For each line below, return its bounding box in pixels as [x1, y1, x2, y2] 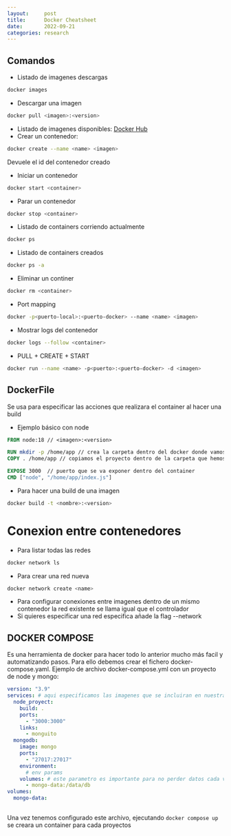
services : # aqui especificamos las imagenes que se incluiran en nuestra [7, 692, 226, 700]
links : [19, 724, 38, 731]
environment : [19, 762, 57, 769]
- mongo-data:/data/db [25, 782, 91, 789]
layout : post [7, 10, 57, 17]
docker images [7, 87, 48, 94]
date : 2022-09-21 [7, 23, 76, 30]
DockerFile [7, 384, 55, 396]
